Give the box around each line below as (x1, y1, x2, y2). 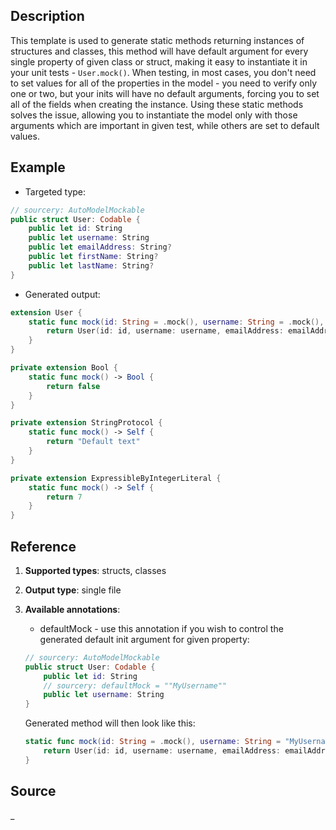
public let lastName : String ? (28, 260, 155, 271)
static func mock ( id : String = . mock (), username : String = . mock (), (28, 317, 325, 327)
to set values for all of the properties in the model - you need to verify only (10, 77, 318, 89)
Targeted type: (24, 185, 87, 198)
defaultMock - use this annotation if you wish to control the (39, 622, 284, 634)
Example (10, 159, 66, 176)
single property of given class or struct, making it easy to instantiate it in (10, 55, 308, 68)
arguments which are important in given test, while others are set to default (10, 119, 320, 131)
